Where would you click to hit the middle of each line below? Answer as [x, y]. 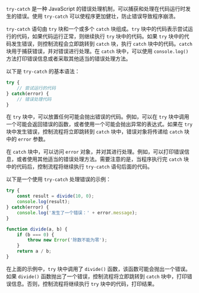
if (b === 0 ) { [36, 235]
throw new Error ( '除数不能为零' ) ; [67, 240]
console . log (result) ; [43, 202]
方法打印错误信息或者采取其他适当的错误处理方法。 [69, 59]
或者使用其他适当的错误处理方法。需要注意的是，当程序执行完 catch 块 [102, 159]
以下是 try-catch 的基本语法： [43, 71]
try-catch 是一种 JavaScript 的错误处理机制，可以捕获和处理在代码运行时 [96, 9]
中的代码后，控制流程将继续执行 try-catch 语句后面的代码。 [80, 167]
